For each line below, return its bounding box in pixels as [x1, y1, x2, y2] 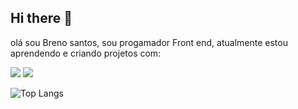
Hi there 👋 [10, 10, 73, 27]
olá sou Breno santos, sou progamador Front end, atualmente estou [10, 36, 288, 48]
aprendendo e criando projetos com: [10, 47, 162, 59]
